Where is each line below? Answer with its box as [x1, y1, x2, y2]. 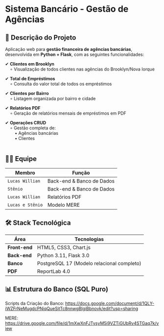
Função [72, 169, 90, 176]
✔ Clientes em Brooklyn [5, 61, 55, 67]
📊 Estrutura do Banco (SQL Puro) [5, 285, 109, 293]
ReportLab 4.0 [37, 268, 70, 275]
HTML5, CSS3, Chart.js [37, 244, 91, 251]
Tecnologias [74, 236, 104, 242]
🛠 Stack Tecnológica [5, 219, 71, 227]
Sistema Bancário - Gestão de [5, 3, 129, 15]
